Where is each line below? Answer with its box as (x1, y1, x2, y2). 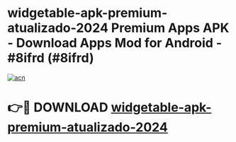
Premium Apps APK (111, 20, 230, 36)
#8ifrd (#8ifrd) (7, 50, 94, 66)
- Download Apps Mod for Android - (7, 35, 223, 51)
